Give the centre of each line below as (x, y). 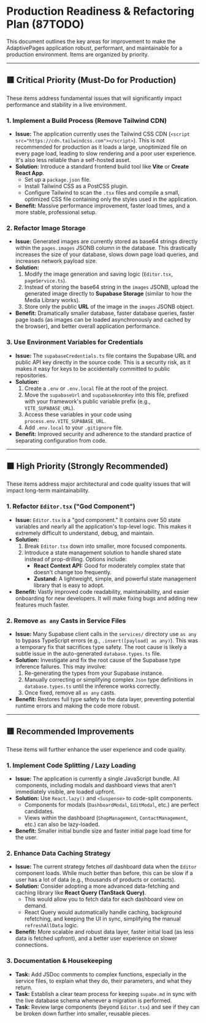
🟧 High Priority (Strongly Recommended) (87, 466)
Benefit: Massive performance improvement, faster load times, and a (102, 206)
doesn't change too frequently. (73, 572)
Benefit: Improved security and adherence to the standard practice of (103, 434)
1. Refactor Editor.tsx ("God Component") (71, 507)
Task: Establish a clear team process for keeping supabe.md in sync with (106, 994)
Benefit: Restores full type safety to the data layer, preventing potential (105, 699)
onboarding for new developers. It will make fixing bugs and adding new (106, 598)
